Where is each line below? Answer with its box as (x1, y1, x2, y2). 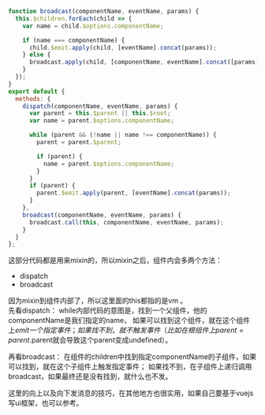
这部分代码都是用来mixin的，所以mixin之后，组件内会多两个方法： (8, 256, 222, 265)
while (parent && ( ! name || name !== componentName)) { (28, 131, 217, 139)
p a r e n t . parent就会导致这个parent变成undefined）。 (8, 335, 173, 345)
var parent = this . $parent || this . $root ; (28, 109, 171, 117)
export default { (8, 87, 65, 95)
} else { (22, 51, 51, 59)
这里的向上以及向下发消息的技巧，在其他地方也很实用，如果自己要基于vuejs (8, 388, 254, 398)
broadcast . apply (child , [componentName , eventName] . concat (28, 58, 227, 66)
